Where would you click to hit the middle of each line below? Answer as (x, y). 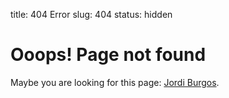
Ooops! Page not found (108, 55)
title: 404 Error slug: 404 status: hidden (91, 14)
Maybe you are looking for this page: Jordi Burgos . (115, 82)
